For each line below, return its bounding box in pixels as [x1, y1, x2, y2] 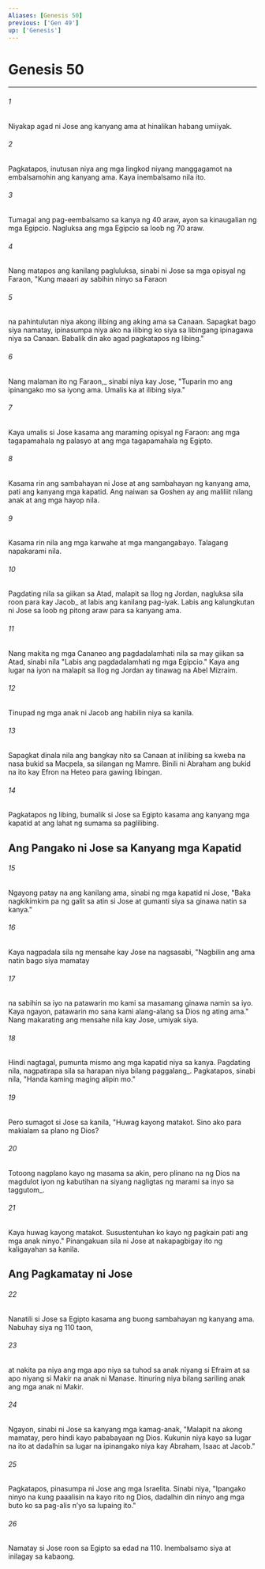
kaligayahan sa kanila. [8, 1244, 80, 1254]
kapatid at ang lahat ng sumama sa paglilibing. [8, 818, 159, 828]
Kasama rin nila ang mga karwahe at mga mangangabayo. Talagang [8, 538, 229, 548]
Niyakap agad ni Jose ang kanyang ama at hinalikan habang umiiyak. [8, 121, 233, 131]
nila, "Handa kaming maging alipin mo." [8, 1074, 136, 1084]
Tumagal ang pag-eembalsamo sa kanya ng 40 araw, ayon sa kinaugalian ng [8, 214, 257, 224]
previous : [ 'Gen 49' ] [8, 19, 80, 27]
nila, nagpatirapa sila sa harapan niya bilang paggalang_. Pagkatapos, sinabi [8, 1066, 256, 1076]
